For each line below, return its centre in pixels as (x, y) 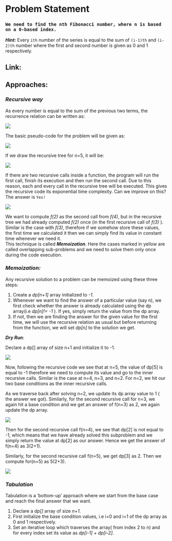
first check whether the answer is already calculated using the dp (82, 306)
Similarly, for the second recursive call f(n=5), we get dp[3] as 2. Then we (83, 456)
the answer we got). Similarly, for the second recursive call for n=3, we (80, 399)
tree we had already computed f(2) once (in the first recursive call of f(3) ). (84, 222)
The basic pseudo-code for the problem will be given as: (65, 136)
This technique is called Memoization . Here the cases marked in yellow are (85, 244)
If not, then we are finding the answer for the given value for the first (85, 317)
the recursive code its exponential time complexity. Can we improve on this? (86, 191)
